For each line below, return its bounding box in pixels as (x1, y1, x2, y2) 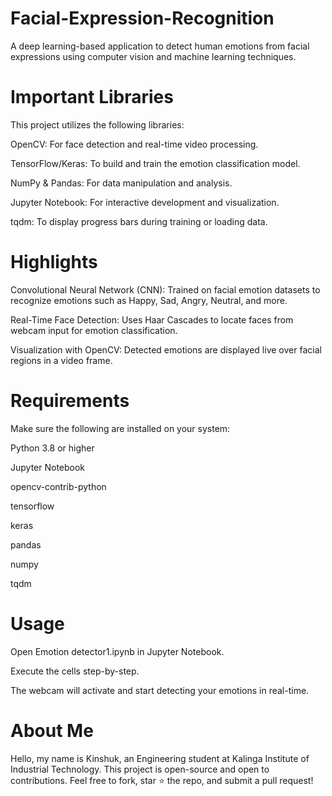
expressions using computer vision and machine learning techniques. (10, 50, 297, 62)
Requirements (10, 390, 130, 412)
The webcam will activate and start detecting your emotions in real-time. (10, 684, 310, 696)
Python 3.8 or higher (10, 442, 95, 454)
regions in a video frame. (10, 354, 113, 366)
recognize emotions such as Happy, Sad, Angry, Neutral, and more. (10, 294, 288, 306)
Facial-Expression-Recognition (10, 7, 275, 30)
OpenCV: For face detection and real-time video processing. (10, 138, 259, 150)
